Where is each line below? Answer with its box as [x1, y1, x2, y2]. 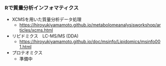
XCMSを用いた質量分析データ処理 [11, 16, 82, 23]
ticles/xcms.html [19, 27, 53, 33]
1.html [19, 44, 32, 50]
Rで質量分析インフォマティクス [4, 4, 79, 11]
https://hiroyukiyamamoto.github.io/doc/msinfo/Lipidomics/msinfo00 [19, 38, 161, 45]
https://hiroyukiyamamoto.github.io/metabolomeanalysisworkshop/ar [19, 22, 161, 28]
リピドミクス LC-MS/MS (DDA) [11, 33, 79, 39]
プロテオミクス [11, 50, 43, 56]
